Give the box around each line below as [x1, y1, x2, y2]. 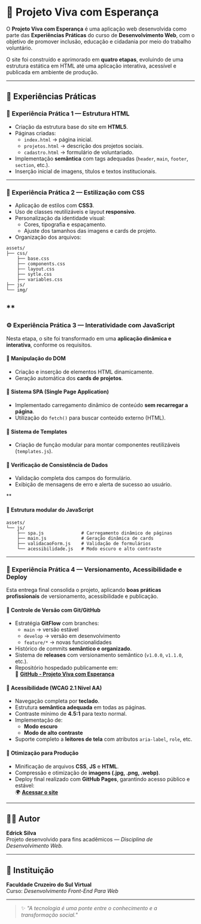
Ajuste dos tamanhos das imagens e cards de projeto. [23, 227, 157, 234]
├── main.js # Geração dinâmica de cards [17, 535, 154, 541]
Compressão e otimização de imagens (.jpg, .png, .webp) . [14, 769, 160, 776]
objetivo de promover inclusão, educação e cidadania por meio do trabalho [6, 38, 191, 45]
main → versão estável [23, 626, 79, 633]
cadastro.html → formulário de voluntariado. [23, 148, 134, 156]
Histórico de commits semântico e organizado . [14, 645, 132, 652]
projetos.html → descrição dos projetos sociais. [23, 142, 144, 149]
